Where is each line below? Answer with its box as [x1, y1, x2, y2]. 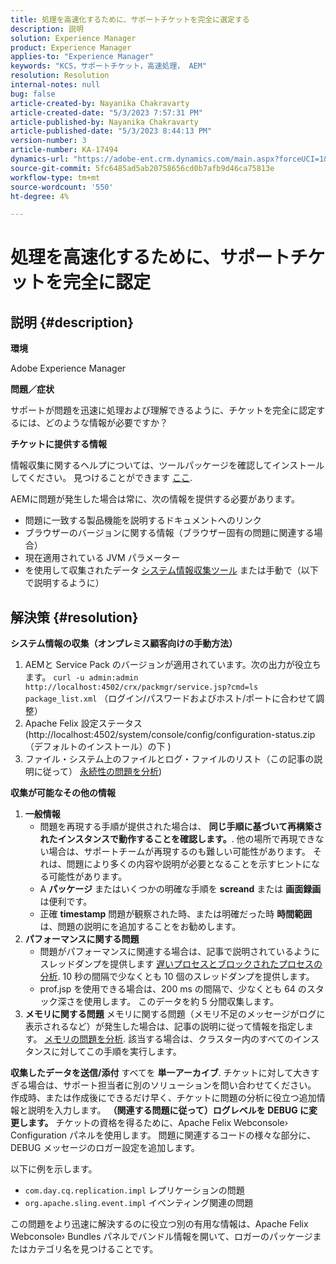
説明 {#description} [10, 314, 135, 331]
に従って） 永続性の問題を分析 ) [33, 766, 163, 778]
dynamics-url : [10, 154, 70, 164]
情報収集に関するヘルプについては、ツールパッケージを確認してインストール [10, 459, 325, 471]
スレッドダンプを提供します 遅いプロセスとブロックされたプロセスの [39, 958, 323, 970]
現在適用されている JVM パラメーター [24, 552, 181, 564]
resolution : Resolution [10, 71, 110, 81]
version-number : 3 [10, 136, 87, 146]
